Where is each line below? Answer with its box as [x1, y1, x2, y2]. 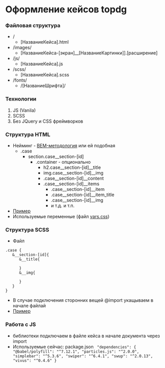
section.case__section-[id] [28, 153, 84, 160]
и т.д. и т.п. [51, 203, 75, 209]
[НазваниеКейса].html [20, 39, 69, 45]
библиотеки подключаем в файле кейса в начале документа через [12, 333, 160, 339]
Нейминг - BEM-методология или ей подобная [12, 143, 115, 149]
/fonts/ [12, 77, 27, 83]
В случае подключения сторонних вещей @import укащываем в [12, 297, 154, 303]
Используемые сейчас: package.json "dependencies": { [12, 343, 136, 350]
